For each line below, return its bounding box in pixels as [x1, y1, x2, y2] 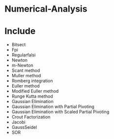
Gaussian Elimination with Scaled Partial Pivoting [11, 109, 110, 115]
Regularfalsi [11, 52, 36, 58]
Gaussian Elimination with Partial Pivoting [11, 104, 95, 110]
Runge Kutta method [11, 93, 53, 99]
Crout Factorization [11, 114, 51, 120]
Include [4, 26, 36, 37]
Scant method [11, 68, 40, 73]
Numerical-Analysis [4, 3, 88, 15]
